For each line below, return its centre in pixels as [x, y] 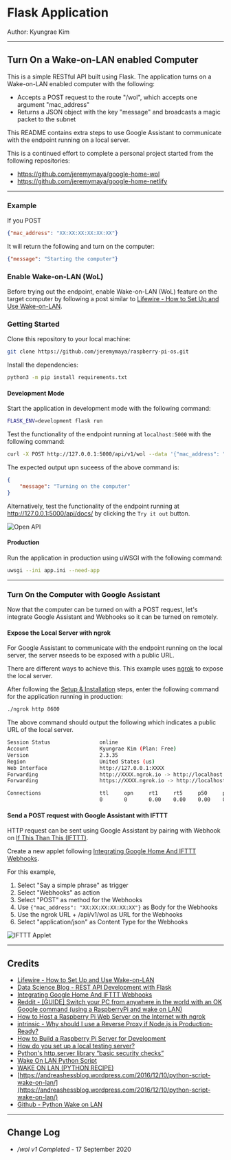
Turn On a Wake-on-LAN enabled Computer [103, 60]
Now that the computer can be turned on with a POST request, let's [102, 610]
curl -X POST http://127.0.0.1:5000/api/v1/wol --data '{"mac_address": [113, 454]
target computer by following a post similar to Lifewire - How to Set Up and [113, 299]
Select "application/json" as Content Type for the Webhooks [102, 922]
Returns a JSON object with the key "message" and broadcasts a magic [119, 112]
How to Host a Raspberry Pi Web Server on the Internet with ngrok [111, 1017]
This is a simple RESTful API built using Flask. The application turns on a [109, 77]
